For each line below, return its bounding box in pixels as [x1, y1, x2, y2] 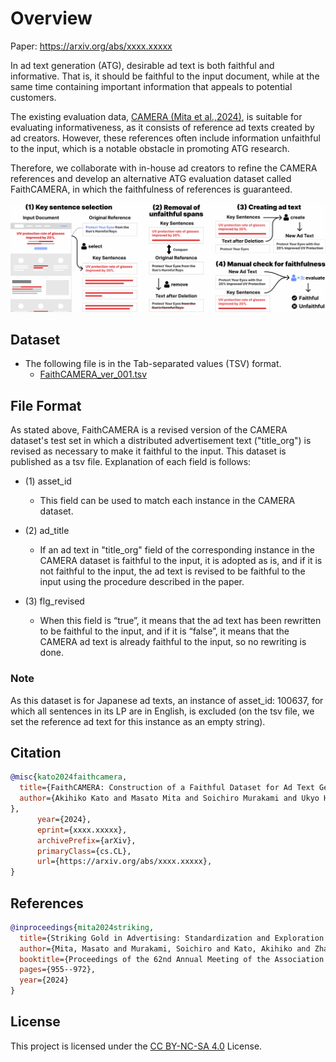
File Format [10, 397, 82, 414]
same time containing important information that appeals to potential [10, 80, 293, 92]
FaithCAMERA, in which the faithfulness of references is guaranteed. [10, 183, 293, 195]
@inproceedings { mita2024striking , [10, 922, 155, 932]
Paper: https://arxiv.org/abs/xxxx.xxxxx [10, 40, 173, 52]
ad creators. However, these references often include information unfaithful [10, 132, 321, 144]
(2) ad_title [24, 525, 70, 537]
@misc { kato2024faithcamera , [10, 772, 128, 782]
